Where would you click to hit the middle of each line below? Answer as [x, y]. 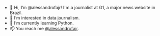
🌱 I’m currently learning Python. [42, 23]
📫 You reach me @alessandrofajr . [44, 28]
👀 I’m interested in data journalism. [45, 18]
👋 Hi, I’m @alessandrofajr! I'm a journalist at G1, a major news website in [82, 8]
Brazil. [16, 13]
